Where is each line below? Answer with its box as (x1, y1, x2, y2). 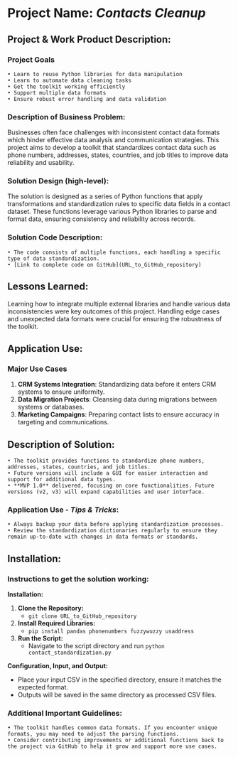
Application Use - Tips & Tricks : (7, 505, 119, 515)
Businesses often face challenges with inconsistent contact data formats (7, 128, 220, 136)
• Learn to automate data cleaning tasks (7, 77, 132, 84)
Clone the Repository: (17, 604, 84, 613)
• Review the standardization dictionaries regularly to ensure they (7, 527, 218, 535)
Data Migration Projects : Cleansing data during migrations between (17, 395, 217, 404)
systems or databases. (17, 403, 85, 412)
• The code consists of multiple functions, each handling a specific (7, 249, 221, 256)
